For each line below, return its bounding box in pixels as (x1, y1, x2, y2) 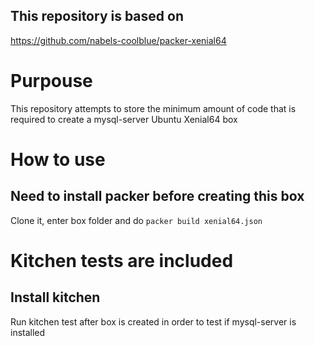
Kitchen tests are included (10, 249, 234, 272)
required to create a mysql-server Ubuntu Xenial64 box (10, 113, 238, 125)
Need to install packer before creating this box (10, 188, 305, 205)
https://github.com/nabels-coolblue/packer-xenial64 (10, 34, 227, 46)
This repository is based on (10, 8, 184, 25)
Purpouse (10, 70, 93, 92)
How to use (10, 148, 106, 171)
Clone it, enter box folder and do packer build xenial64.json (10, 214, 263, 226)
